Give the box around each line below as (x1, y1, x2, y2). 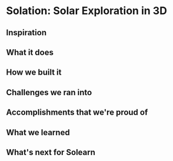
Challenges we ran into (6, 87, 92, 98)
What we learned (6, 128, 70, 137)
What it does (6, 47, 54, 57)
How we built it (6, 68, 62, 78)
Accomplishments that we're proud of (6, 108, 148, 118)
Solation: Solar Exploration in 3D (6, 4, 168, 18)
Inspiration (6, 28, 47, 38)
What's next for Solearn (6, 147, 96, 157)
